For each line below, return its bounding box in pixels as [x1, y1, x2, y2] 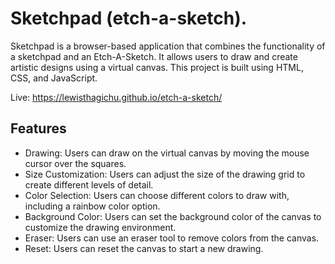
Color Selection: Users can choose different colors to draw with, [24, 189, 290, 201]
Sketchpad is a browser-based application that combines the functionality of [10, 40, 326, 52]
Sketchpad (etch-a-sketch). [10, 7, 248, 30]
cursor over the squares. [24, 157, 127, 169]
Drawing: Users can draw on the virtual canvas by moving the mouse [24, 147, 310, 159]
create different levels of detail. [24, 178, 154, 191]
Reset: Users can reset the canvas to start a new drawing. [24, 242, 264, 254]
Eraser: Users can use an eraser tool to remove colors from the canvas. [24, 232, 320, 244]
